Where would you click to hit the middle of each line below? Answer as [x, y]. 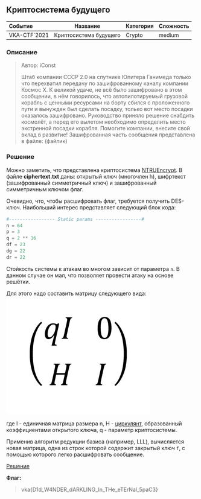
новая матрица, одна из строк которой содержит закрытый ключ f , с [96, 448]
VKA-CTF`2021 [29, 35]
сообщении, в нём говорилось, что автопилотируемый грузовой [104, 97]
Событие [21, 26]
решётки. [18, 281]
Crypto [134, 35]
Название [88, 26]
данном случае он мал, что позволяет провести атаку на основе [90, 275]
